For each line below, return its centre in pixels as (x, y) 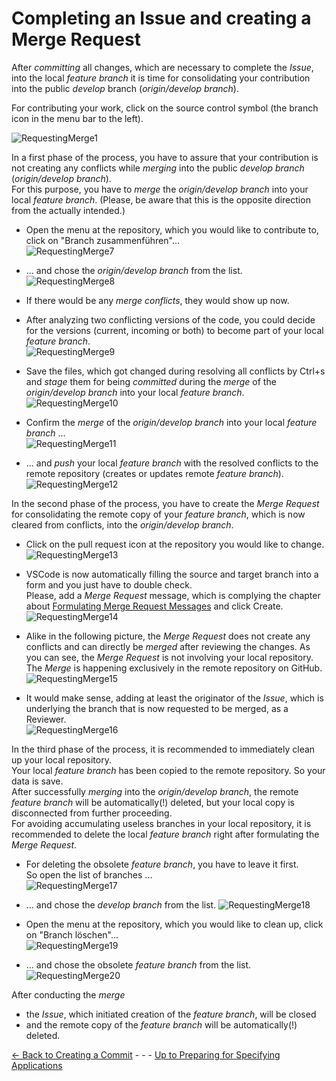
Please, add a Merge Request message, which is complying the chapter (173, 595)
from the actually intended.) (68, 210)
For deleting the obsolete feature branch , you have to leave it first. (162, 864)
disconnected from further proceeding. (92, 813)
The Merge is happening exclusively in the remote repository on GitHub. (174, 668)
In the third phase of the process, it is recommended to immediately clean (163, 749)
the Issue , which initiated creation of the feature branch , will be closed (171, 1014)
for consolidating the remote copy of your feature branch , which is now (158, 514)
